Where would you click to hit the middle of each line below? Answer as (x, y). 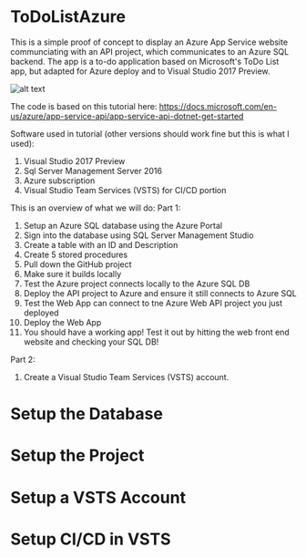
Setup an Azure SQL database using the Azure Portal (122, 225)
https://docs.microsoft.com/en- (218, 106)
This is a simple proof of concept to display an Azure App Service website (149, 42)
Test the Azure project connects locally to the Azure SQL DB (137, 284)
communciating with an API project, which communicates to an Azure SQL (150, 51)
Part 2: (23, 359)
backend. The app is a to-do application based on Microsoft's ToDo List (145, 61)
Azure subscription (59, 181)
